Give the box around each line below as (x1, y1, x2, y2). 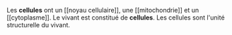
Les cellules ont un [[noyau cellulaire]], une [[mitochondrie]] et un (6, 6, 199, 14)
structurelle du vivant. (6, 21, 71, 29)
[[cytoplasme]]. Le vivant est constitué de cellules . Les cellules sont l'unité (6, 13, 225, 22)
